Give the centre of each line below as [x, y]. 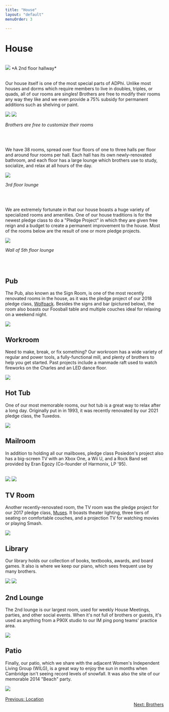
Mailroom [21, 441]
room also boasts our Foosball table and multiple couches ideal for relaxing [83, 309]
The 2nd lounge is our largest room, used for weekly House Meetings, [78, 609]
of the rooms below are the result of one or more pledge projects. [73, 231]
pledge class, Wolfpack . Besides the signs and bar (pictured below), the [80, 304]
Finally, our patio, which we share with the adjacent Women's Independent [82, 663]
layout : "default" [24, 15]
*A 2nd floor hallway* [34, 68]
